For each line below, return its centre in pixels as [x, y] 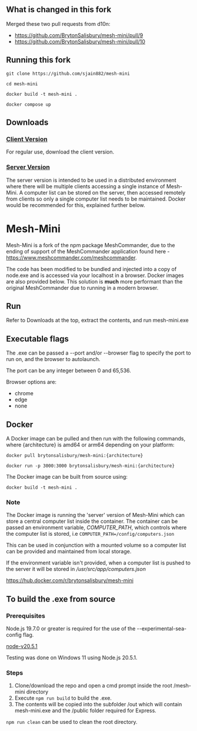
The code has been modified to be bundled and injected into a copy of [91, 269]
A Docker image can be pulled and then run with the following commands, [96, 438]
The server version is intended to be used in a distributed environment [91, 180]
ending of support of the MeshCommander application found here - [88, 251]
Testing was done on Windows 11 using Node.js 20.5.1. [72, 657]
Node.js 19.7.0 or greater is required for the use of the [71, 628]
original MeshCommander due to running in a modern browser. [82, 288]
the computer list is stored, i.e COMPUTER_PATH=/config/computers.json [90, 534]
